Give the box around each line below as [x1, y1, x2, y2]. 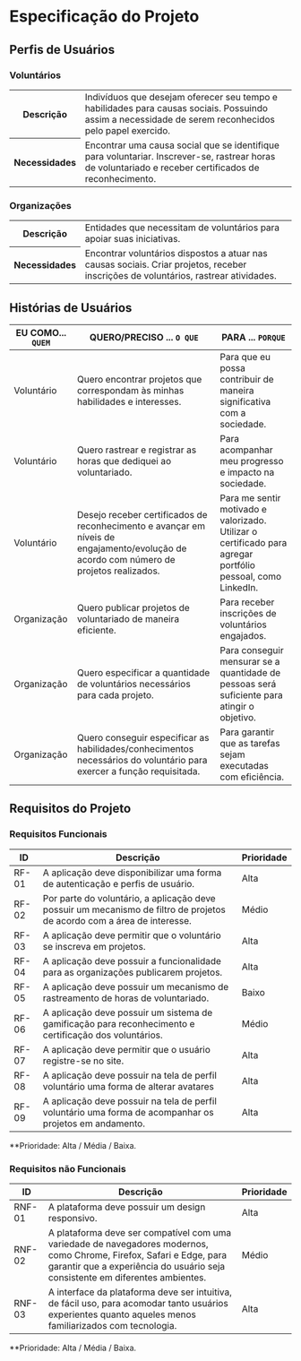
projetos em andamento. [42, 1117, 146, 1130]
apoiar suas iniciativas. [84, 233, 181, 245]
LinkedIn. [219, 581, 258, 593]
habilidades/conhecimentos [76, 742, 194, 754]
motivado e [219, 503, 267, 515]
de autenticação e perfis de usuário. [42, 877, 195, 890]
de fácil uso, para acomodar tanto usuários [47, 1296, 228, 1309]
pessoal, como [219, 570, 282, 582]
